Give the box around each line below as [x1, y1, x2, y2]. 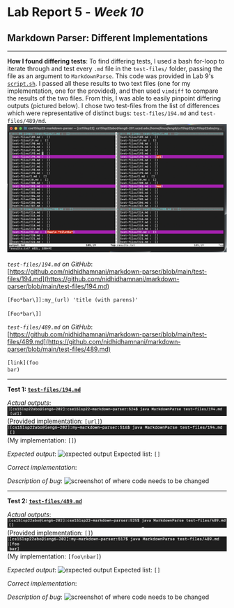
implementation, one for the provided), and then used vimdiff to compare [7, 87, 219, 95]
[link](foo [7, 359, 39, 366]
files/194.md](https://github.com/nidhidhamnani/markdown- [7, 274, 180, 283]
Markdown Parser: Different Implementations [7, 32, 208, 44]
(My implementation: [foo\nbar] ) [7, 552, 102, 561]
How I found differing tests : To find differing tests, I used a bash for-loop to [7, 57, 225, 65]
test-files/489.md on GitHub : [7, 322, 93, 331]
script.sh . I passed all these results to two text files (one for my [7, 80, 191, 87]
